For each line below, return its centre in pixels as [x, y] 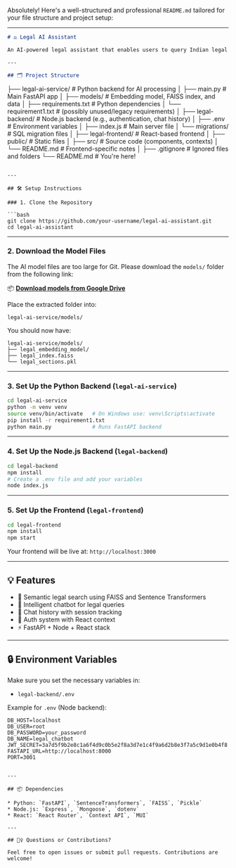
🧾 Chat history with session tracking [70, 612]
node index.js [28, 486]
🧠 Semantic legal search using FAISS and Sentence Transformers [112, 597]
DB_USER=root [26, 727]
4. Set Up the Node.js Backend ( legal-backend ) [88, 451]
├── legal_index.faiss [40, 356]
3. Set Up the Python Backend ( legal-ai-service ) [92, 386]
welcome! [20, 858]
